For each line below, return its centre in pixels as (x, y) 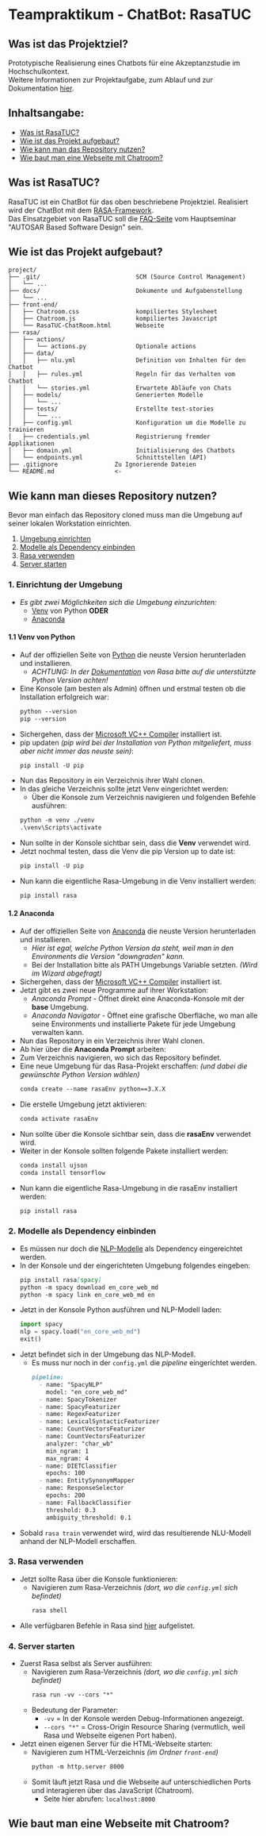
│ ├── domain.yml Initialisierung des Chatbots (122, 451)
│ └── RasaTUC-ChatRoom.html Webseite (86, 326)
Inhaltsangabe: (46, 113)
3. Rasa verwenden (46, 1561)
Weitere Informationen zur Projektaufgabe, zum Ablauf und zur (111, 80)
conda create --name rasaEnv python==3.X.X (93, 1089)
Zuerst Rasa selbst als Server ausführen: (86, 1663)
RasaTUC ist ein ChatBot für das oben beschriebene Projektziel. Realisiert (128, 202)
